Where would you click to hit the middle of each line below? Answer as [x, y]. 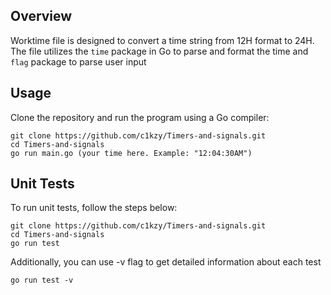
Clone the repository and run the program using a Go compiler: [140, 117]
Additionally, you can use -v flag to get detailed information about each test [166, 262]
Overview [41, 16]
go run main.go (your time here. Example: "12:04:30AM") [131, 153]
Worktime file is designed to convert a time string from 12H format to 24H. [162, 40]
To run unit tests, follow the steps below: [94, 208]
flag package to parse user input [78, 61]
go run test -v [42, 280]
